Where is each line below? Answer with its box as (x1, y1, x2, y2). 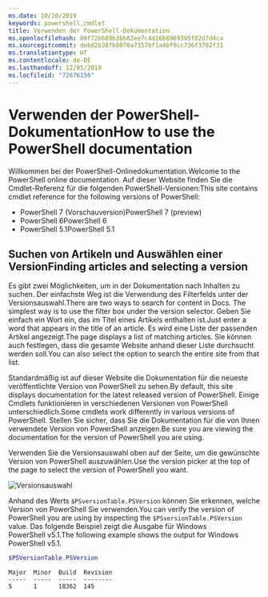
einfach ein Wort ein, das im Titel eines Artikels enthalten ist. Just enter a (8, 315, 246, 325)
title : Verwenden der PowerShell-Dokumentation (8, 26, 170, 34)
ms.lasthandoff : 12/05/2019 (8, 64, 102, 72)
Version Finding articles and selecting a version (8, 259, 248, 273)
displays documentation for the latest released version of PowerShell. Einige (8, 390, 260, 400)
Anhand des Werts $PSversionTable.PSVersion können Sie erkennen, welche (8, 496, 260, 506)
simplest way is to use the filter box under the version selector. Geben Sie (8, 307, 251, 316)
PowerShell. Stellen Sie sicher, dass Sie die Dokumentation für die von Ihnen (8, 415, 260, 425)
